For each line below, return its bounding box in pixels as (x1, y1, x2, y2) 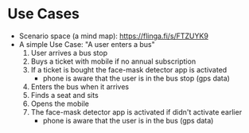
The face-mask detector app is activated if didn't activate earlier (30, 107, 243, 116)
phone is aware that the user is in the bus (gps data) (42, 115, 214, 125)
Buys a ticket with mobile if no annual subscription (30, 57, 196, 66)
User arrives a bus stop (30, 48, 108, 57)
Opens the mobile (30, 99, 89, 108)
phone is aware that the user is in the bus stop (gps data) (42, 73, 230, 83)
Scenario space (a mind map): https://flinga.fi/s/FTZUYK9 (18, 31, 208, 41)
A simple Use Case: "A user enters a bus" (18, 39, 156, 49)
